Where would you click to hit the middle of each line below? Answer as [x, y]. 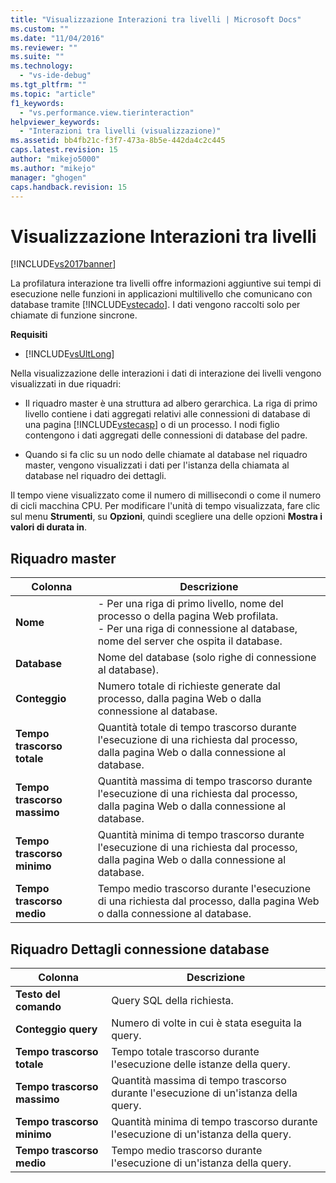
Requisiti [29, 335]
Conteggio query [56, 1029]
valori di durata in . [48, 527]
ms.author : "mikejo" [53, 168]
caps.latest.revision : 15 [64, 150]
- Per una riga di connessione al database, [197, 629]
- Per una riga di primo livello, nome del [190, 604]
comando [38, 1006]
